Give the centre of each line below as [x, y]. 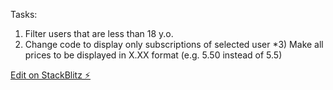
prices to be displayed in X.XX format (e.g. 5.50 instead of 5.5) [153, 55]
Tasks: [24, 14]
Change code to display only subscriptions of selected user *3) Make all [174, 44]
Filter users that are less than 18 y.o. [99, 33]
